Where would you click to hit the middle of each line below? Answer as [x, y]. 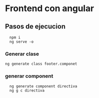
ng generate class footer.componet [41, 64]
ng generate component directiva [43, 86]
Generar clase [22, 54]
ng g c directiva [27, 90]
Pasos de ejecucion [35, 26]
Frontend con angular [49, 8]
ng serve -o [22, 42]
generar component [29, 76]
